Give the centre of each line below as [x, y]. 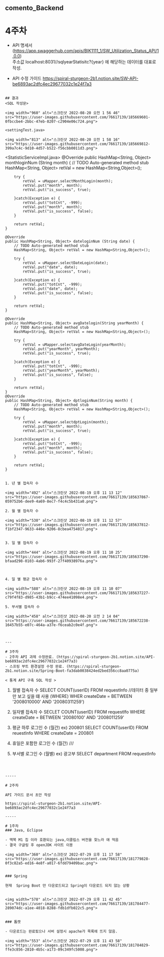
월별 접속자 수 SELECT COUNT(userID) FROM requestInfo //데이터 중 [80, 690]
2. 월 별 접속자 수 [22, 511]
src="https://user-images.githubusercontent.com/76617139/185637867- [78, 497]
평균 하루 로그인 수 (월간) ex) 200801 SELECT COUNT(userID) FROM [80, 728]
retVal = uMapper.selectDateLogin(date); [66, 263]
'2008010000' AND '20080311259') [48, 702]
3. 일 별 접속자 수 [22, 543]
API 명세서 [22, 45]
